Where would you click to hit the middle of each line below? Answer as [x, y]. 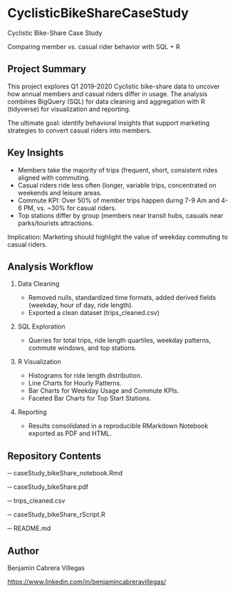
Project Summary [47, 69]
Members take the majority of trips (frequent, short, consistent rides [117, 170]
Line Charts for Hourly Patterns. [75, 383]
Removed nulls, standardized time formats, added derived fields [122, 298]
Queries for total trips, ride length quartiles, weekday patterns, [120, 341]
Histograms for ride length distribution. [85, 376]
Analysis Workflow [51, 266]
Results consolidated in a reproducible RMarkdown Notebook [118, 426]
